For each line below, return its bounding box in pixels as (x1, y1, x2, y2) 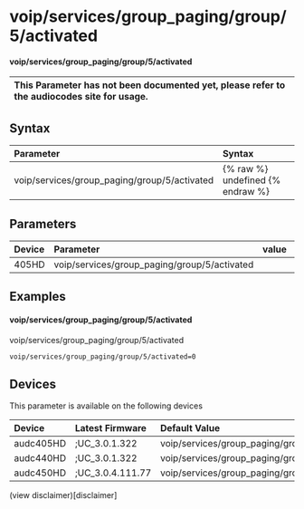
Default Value (159, 422, 220, 435)
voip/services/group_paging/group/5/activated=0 (9, 351, 196, 361)
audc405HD (14, 437, 66, 450)
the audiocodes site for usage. (14, 91, 148, 103)
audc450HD (14, 466, 66, 479)
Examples (9, 289, 66, 304)
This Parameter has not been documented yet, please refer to (14, 79, 286, 91)
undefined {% (222, 174, 281, 187)
